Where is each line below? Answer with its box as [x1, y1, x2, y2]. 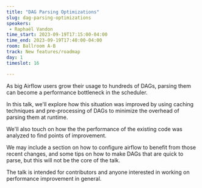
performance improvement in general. [6, 175, 102, 182]
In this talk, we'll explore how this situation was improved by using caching [6, 100, 194, 107]
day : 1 [6, 54, 23, 60]
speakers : [6, 20, 32, 26]
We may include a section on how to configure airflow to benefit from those [6, 143, 197, 151]
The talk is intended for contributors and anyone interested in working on [6, 168, 190, 176]
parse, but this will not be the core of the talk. [6, 156, 121, 164]
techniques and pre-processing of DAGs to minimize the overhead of [6, 107, 180, 114]
